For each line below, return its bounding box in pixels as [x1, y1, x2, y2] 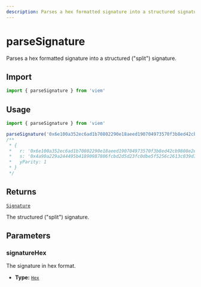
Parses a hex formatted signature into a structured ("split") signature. [6, 55, 176, 62]
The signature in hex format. [6, 262, 76, 270]
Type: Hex [14, 274, 39, 281]
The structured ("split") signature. [6, 213, 90, 220]
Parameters [6, 231, 51, 241]
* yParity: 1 [8, 159, 47, 165]
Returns [6, 187, 37, 197]
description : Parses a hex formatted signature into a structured [6, 8, 175, 15]
